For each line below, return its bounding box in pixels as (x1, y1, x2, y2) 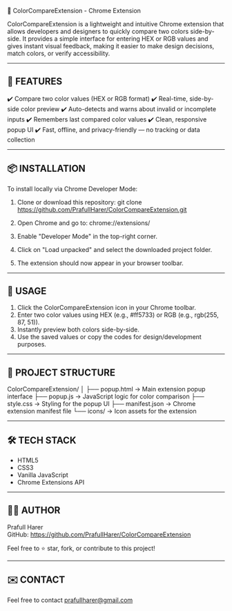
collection (7, 135, 35, 144)
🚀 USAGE (7, 285, 47, 297)
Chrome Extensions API (17, 478, 85, 487)
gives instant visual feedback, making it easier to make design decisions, (7, 42, 215, 50)
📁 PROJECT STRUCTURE (7, 367, 116, 378)
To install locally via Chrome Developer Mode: (7, 184, 138, 193)
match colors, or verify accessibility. (7, 49, 110, 57)
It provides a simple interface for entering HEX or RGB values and (22, 35, 209, 43)
